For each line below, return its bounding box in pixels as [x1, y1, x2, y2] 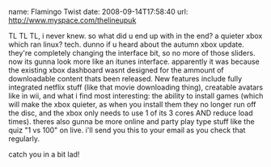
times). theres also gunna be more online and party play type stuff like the [8, 117, 255, 126]
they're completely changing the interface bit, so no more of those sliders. [8, 48, 256, 57]
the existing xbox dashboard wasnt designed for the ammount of [8, 65, 224, 75]
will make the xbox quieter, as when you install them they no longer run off [8, 100, 256, 109]
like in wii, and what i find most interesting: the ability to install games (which [8, 91, 264, 100]
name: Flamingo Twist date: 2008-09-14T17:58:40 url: [8, 7, 188, 16]
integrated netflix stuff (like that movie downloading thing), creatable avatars [8, 82, 264, 92]
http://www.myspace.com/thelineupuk [8, 15, 137, 25]
